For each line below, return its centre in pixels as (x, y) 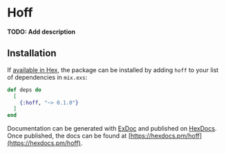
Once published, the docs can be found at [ (69, 136)
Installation (32, 53)
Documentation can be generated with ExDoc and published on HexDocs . (112, 129)
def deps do (24, 90)
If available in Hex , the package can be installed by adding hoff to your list (113, 69)
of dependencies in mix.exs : (47, 77)
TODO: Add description (41, 32)
